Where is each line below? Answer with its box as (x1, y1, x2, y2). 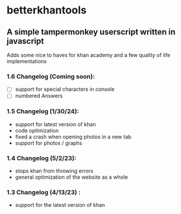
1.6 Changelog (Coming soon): (6, 72, 95, 80)
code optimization (15, 127, 59, 134)
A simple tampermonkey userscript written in (6, 27, 176, 37)
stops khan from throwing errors (15, 168, 94, 175)
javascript (6, 36, 45, 46)
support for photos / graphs (15, 139, 83, 147)
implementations (6, 58, 47, 64)
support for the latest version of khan (15, 202, 105, 209)
